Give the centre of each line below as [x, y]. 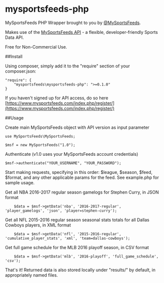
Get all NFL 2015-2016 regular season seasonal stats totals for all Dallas [77, 220]
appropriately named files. [32, 275]
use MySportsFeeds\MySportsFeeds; [40, 136]
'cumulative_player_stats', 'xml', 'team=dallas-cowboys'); [68, 238]
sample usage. [20, 182]
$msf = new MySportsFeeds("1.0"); [40, 145]
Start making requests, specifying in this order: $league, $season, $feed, [79, 172]
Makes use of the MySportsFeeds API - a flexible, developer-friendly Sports [82, 32]
